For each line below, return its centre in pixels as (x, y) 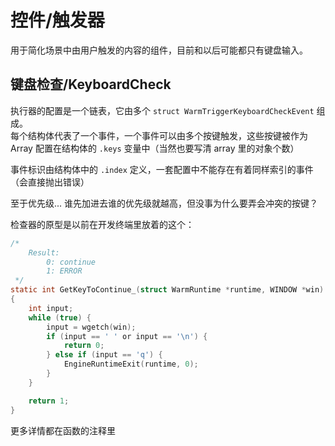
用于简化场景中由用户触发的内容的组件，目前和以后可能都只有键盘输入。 (159, 50)
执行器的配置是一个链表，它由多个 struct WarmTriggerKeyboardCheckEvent (162, 110)
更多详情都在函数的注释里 (63, 430)
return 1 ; (49, 401)
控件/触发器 (57, 20)
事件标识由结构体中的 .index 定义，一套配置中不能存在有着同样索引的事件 (162, 169)
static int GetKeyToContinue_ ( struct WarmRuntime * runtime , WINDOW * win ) (167, 290)
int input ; (51, 308)
